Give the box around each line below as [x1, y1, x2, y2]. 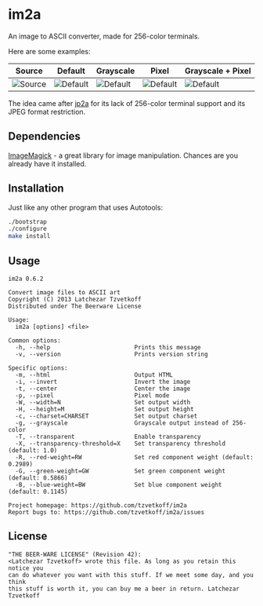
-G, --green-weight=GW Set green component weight [15, 467, 225, 475]
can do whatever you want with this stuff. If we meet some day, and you [8, 571, 254, 579]
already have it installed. [8, 159, 87, 168]
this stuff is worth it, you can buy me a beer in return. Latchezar [8, 585, 240, 593]
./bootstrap [8, 217, 47, 225]
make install [8, 232, 51, 240]
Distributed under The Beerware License [8, 302, 142, 310]
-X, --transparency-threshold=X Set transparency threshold [15, 440, 225, 447]
